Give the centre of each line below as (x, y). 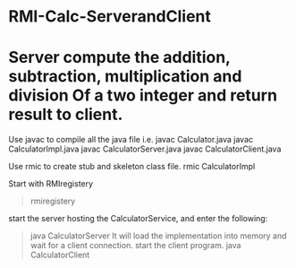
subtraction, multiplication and (125, 77)
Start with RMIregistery (51, 184)
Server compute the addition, (119, 58)
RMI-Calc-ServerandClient (110, 17)
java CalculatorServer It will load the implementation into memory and (158, 236)
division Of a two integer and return (143, 95)
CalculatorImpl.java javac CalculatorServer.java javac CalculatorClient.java (145, 149)
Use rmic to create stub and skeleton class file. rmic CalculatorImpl (132, 167)
